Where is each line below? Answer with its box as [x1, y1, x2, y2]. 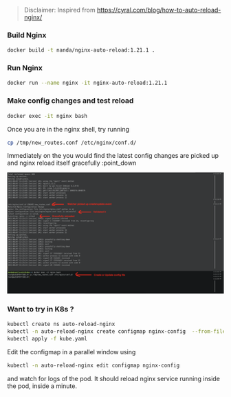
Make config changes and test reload [7, 96, 134, 105]
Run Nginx [7, 63, 43, 73]
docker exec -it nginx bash [7, 112, 88, 119]
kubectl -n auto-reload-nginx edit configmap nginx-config [7, 362, 180, 369]
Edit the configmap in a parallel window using [7, 347, 136, 356]
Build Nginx [7, 30, 47, 40]
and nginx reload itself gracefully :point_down [7, 159, 137, 167]
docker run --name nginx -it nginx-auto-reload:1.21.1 [7, 79, 168, 87]
